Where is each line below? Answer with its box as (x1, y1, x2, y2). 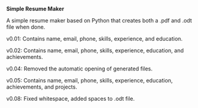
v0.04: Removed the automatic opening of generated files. (6, 65, 153, 72)
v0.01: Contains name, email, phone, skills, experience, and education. (6, 35, 183, 42)
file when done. (6, 24, 46, 30)
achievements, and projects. (6, 83, 77, 90)
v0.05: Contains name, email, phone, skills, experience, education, (6, 77, 173, 84)
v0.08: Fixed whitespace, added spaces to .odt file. (6, 95, 135, 102)
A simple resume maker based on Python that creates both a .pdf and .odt (6, 17, 193, 24)
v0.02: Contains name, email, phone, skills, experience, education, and (6, 47, 184, 54)
